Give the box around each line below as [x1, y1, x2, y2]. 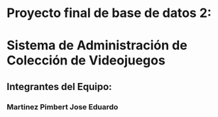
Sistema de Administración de [6, 38, 187, 54]
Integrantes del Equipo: [6, 80, 112, 93]
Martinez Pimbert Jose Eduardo [6, 101, 119, 111]
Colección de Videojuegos [6, 52, 166, 69]
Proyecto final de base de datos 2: [6, 5, 212, 21]
